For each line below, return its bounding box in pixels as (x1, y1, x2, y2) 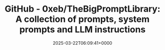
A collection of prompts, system (15, 14, 150, 25)
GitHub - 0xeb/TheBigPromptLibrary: (4, 3, 161, 15)
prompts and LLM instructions (19, 24, 146, 35)
